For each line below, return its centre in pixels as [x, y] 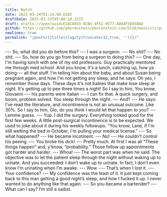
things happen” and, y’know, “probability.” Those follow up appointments [80, 147]
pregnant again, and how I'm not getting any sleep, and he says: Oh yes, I [80, 78]
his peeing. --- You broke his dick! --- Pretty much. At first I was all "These [82, 141]
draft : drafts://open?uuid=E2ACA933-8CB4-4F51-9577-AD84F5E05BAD [74, 24]
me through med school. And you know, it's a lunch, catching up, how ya [80, 67]
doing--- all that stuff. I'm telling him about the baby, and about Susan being [83, 73]
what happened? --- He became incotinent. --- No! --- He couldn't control [81, 136]
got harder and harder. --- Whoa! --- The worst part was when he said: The [83, 152]
